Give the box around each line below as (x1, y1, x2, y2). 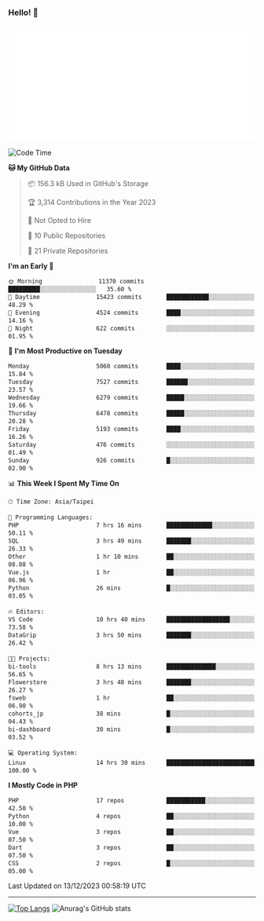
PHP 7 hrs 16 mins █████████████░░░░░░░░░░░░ (8, 521, 255, 529)
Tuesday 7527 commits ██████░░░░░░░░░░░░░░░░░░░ (8, 378, 255, 386)
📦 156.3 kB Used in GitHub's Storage (27, 179, 149, 188)
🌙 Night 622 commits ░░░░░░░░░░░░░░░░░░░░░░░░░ (8, 325, 255, 333)
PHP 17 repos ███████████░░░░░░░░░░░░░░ (8, 797, 255, 805)
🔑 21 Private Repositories (27, 247, 108, 256)
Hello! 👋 (8, 7, 39, 18)
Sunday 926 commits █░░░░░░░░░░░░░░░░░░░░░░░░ (8, 457, 255, 465)
